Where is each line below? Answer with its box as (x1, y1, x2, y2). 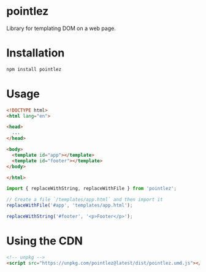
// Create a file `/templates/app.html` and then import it (6, 197, 164, 203)
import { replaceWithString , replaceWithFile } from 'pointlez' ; (6, 186, 177, 192)
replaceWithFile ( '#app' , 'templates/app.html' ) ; (6, 202, 133, 209)
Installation (6, 46, 65, 60)
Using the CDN (6, 234, 83, 248)
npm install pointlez (6, 66, 62, 72)
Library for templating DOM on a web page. (6, 25, 116, 32)
